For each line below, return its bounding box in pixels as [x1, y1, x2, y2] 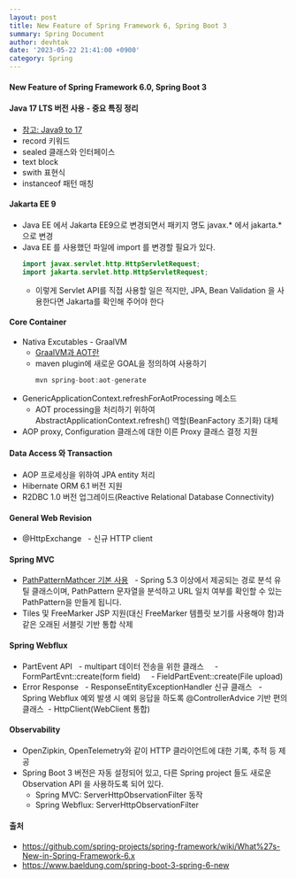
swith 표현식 [21, 167, 66, 177]
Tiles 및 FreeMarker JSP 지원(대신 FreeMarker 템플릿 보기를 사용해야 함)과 [21, 608, 285, 618]
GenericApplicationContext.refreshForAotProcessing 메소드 [21, 393, 237, 403]
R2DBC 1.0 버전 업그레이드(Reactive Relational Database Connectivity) [21, 492, 275, 502]
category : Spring [9, 54, 73, 63]
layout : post [9, 12, 57, 22]
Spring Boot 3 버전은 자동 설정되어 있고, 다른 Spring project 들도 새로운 [21, 767, 272, 778]
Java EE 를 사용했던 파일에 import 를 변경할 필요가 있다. [21, 242, 216, 253]
